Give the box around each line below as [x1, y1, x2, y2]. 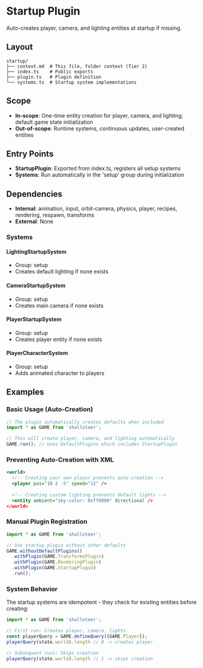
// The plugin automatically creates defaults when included [6, 419, 164, 425]
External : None [15, 218, 53, 225]
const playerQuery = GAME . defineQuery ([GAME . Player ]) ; [6, 633, 148, 639]
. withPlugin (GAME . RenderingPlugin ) [12, 559, 102, 565]
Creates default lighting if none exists [15, 268, 109, 275]
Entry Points [6, 149, 54, 159]
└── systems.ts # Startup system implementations [6, 79, 137, 86]
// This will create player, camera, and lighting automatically [6, 436, 175, 442]
